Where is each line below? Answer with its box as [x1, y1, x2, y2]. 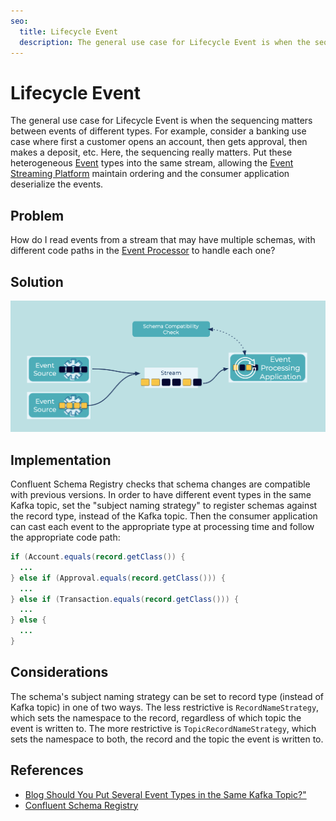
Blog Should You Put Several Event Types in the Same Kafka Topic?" [24, 788, 307, 800]
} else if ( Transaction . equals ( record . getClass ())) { [10, 594, 240, 604]
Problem [10, 207, 65, 224]
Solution [10, 273, 64, 290]
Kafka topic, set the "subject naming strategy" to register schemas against [10, 500, 318, 512]
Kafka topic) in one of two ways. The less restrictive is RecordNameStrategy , [10, 701, 320, 713]
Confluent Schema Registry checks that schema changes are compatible [10, 478, 311, 490]
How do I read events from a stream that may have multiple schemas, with [10, 234, 316, 246]
